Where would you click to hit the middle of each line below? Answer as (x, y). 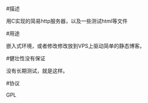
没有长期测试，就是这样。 (37, 71)
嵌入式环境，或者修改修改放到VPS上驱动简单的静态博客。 (75, 46)
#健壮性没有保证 (26, 58)
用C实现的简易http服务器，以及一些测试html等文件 (67, 21)
